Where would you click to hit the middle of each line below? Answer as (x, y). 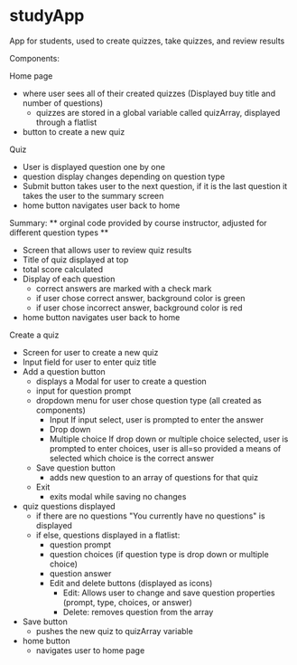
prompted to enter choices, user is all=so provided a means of (165, 448)
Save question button (75, 468)
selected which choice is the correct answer (132, 458)
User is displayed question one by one (93, 166)
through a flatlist (66, 122)
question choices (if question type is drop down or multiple (159, 554)
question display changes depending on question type (124, 176)
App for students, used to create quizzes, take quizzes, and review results (147, 41)
